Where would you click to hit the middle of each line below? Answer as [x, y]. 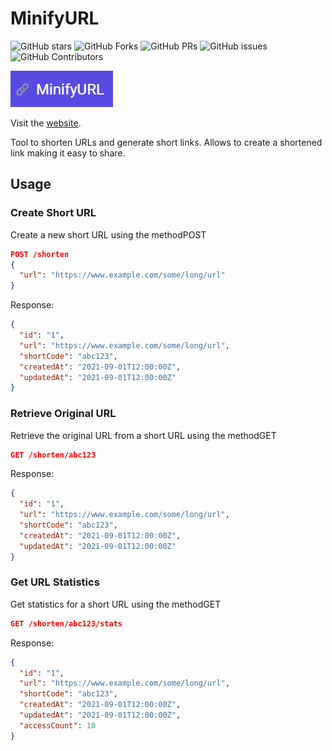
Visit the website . [46, 123]
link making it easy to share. [68, 153]
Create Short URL [53, 213]
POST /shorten [40, 254]
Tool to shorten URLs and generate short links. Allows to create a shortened [166, 142]
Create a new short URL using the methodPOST [108, 234]
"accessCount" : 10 [58, 725]
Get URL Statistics [55, 582]
